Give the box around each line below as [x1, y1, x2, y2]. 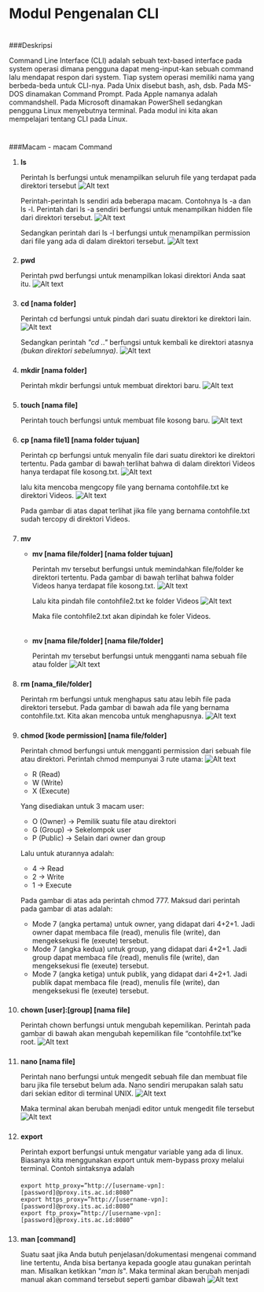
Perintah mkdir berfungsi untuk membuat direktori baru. [20, 381, 201, 390]
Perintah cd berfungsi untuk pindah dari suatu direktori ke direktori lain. [20, 314, 252, 324]
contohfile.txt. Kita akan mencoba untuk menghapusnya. [20, 711, 203, 720]
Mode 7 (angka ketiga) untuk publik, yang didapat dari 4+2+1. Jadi [31, 969, 247, 979]
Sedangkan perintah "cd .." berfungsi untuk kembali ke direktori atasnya [20, 338, 254, 347]
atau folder [31, 659, 68, 668]
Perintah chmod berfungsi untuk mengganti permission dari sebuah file [20, 745, 251, 755]
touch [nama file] [20, 401, 78, 410]
